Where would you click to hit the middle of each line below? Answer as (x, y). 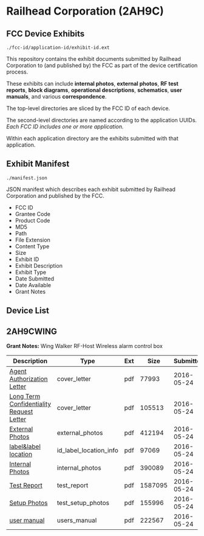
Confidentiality (30, 404)
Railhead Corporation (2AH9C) (85, 11)
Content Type (32, 246)
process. (17, 72)
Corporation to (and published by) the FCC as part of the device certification (102, 65)
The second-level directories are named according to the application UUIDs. (102, 120)
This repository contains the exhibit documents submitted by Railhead (93, 59)
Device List (28, 311)
